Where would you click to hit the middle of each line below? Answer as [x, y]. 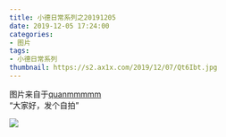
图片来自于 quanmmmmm [55, 94]
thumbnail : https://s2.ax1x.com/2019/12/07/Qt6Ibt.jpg [113, 68]
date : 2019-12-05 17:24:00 [59, 26]
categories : [31, 34]
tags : [19, 51]
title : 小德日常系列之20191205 [63, 17]
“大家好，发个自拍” [44, 105]
